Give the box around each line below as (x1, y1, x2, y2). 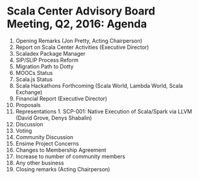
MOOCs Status (15, 69, 53, 76)
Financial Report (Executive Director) (15, 95, 107, 102)
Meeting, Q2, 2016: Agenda (7, 17, 147, 31)
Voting (15, 127, 32, 134)
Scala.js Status (15, 76, 53, 83)
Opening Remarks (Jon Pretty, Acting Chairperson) (15, 37, 142, 44)
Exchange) (15, 88, 43, 96)
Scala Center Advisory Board (7, 4, 156, 18)
